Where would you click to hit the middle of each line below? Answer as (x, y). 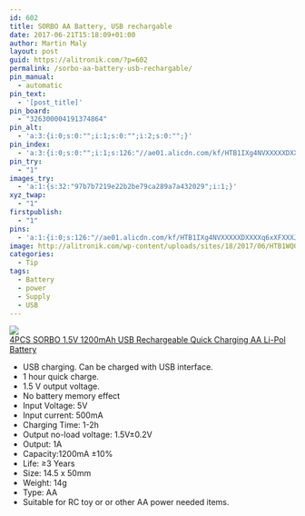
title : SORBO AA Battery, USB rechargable (91, 26)
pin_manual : (32, 77)
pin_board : (30, 111)
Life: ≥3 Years (49, 463)
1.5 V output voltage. (61, 386)
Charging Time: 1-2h (61, 425)
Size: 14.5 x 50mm (57, 473)
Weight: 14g (45, 483)
